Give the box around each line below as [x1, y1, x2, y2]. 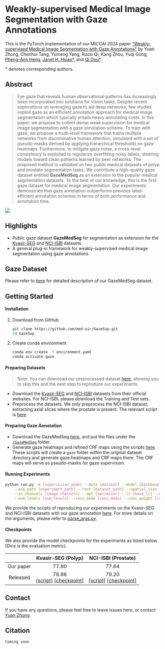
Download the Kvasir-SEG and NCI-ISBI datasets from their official [12, 391, 146, 397]
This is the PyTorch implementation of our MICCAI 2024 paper [5, 40, 131, 46]
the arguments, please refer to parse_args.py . [5, 515, 97, 521]
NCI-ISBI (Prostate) [89, 554, 136, 561]
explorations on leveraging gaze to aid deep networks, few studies [17, 104, 152, 109]
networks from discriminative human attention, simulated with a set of [17, 135, 159, 141]
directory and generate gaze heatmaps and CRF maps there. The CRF [12, 455, 154, 461]
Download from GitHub [12, 317, 59, 323]
